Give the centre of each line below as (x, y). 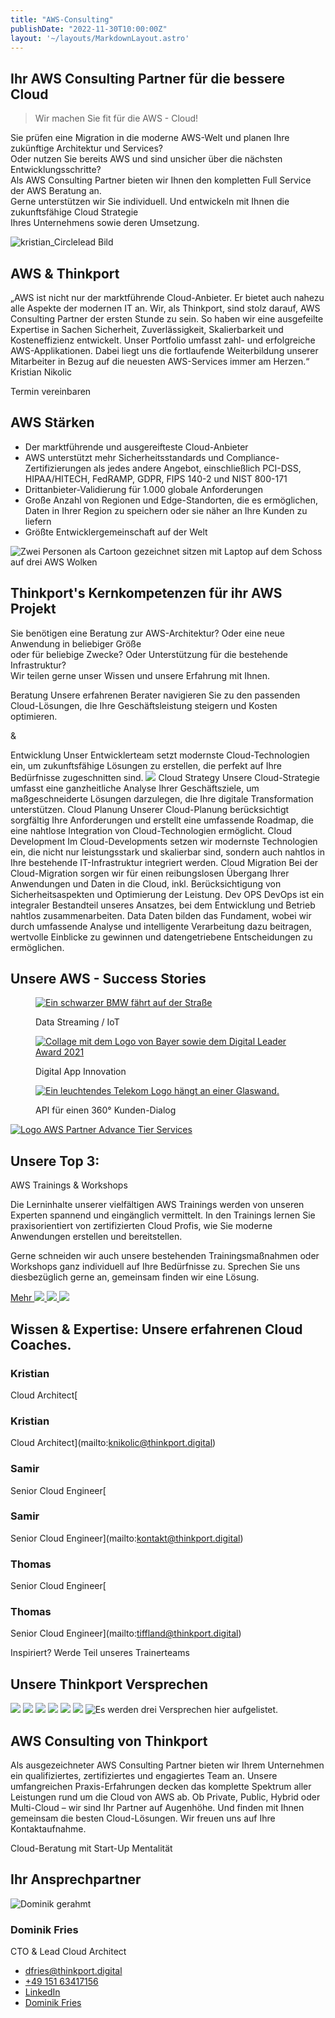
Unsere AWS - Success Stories (108, 979)
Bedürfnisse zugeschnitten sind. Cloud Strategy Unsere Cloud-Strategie (165, 777)
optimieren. (34, 716)
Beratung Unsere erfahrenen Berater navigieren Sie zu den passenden (155, 695)
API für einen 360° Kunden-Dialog (106, 1110)
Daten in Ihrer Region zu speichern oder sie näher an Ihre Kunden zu (166, 510)
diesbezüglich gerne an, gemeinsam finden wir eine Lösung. (135, 1277)
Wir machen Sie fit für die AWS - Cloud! (116, 118)
